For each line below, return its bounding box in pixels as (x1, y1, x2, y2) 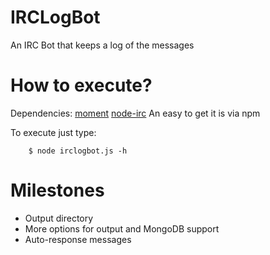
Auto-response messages (24, 233, 132, 245)
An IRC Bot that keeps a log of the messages (10, 39, 195, 51)
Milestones (10, 179, 105, 202)
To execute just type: (10, 126, 97, 138)
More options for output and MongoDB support (24, 222, 220, 235)
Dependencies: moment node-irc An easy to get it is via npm (10, 107, 261, 119)
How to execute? (10, 74, 153, 97)
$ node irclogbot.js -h (28, 146, 128, 156)
